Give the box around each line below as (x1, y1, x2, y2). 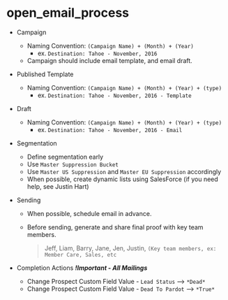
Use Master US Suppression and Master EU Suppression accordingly (26, 167, 222, 176)
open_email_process (6, 5, 130, 21)
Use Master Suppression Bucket (26, 159, 119, 169)
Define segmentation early (26, 152, 104, 161)
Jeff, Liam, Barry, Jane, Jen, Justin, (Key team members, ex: (44, 243, 217, 252)
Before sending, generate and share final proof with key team (26, 222, 204, 231)
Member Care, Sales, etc (44, 251, 117, 258)
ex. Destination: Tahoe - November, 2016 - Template (37, 91, 192, 99)
